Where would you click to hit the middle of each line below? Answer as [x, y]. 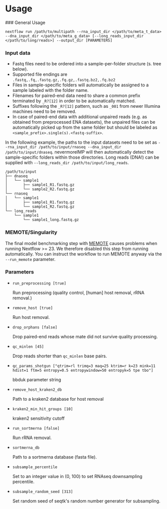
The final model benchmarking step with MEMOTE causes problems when [81, 243]
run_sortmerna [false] [36, 428]
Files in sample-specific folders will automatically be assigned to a [81, 85]
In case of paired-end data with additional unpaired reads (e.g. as [80, 117]
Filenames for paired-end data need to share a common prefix [76, 96]
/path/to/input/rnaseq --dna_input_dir [80, 147]
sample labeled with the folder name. [50, 90]
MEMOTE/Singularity [31, 233]
